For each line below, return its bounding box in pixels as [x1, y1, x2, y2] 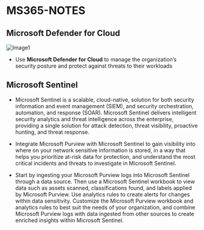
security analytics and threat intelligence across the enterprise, [15, 115, 174, 122]
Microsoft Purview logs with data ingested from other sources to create [15, 210, 195, 217]
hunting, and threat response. [15, 128, 90, 136]
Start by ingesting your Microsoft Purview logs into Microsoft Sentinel [15, 171, 190, 178]
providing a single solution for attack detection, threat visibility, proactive [15, 122, 198, 129]
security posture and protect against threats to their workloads [15, 62, 172, 69]
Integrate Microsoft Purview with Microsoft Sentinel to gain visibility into [15, 140, 196, 147]
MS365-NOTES [6, 4, 86, 18]
